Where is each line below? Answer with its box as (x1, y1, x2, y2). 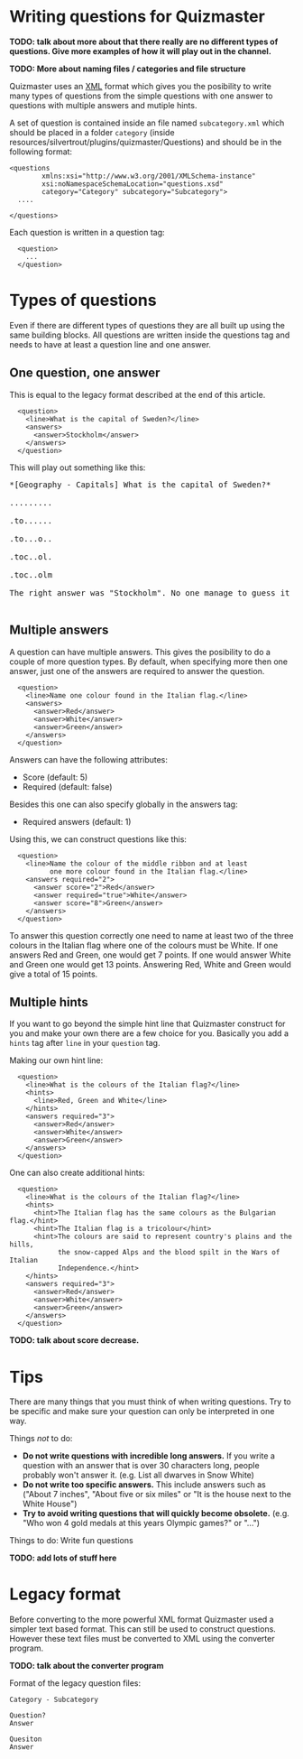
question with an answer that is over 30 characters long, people (22, 1460, 260, 1471)
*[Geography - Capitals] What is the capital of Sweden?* (9, 479, 271, 489)
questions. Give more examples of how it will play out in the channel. (9, 45, 272, 56)
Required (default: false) (22, 781, 113, 792)
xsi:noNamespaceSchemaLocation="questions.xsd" (41, 179, 224, 189)
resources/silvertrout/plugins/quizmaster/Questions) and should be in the (9, 136, 282, 147)
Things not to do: (9, 1433, 73, 1444)
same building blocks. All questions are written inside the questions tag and (9, 329, 290, 340)
